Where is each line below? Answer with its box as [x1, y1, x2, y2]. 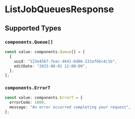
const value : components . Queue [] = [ [5, 49, 85, 54]
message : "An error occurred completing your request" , [9, 105, 131, 110]
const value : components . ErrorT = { [5, 95, 83, 100]
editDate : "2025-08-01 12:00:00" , [14, 64, 87, 69]
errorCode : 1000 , [9, 100, 47, 105]
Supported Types [5, 24, 62, 33]
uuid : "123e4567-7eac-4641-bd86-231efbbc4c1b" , [14, 58, 117, 64]
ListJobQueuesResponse [5, 4, 115, 15]
